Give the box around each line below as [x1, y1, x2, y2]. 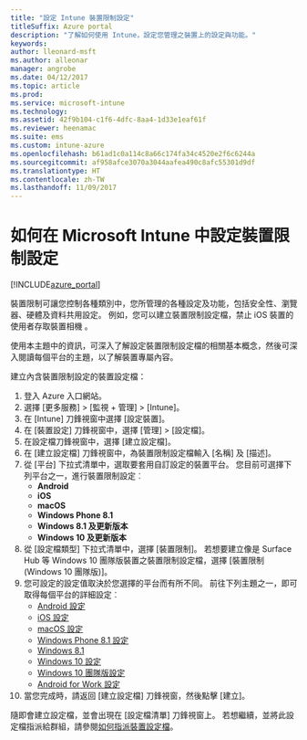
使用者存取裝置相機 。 [10, 321, 93, 332]
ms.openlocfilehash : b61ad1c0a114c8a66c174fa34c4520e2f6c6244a [10, 149, 256, 158]
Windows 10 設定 [36, 656, 102, 667]
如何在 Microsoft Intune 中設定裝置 [10, 226, 274, 247]
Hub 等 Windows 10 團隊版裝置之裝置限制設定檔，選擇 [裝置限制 [23, 555, 265, 566]
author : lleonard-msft [10, 48, 97, 57]
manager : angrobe [10, 65, 77, 74]
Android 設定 [36, 600, 86, 612]
